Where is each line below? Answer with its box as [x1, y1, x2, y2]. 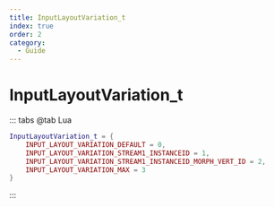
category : [9, 38, 47, 47]
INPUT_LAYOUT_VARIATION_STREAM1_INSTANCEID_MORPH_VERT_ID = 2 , [25, 157, 267, 166]
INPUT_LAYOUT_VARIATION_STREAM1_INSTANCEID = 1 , [25, 149, 210, 158]
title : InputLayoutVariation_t [9, 13, 126, 22]
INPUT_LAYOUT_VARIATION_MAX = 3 [25, 165, 146, 175]
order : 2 [9, 30, 42, 39]
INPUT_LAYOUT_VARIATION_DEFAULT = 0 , [25, 140, 167, 149]
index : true [9, 22, 54, 30]
